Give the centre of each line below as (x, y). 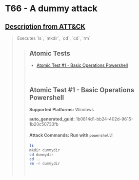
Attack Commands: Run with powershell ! (71, 135)
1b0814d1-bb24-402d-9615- (104, 119)
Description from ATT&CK (45, 27)
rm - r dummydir (44, 164)
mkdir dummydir (44, 150)
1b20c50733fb (44, 124)
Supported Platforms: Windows (61, 109)
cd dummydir (41, 155)
